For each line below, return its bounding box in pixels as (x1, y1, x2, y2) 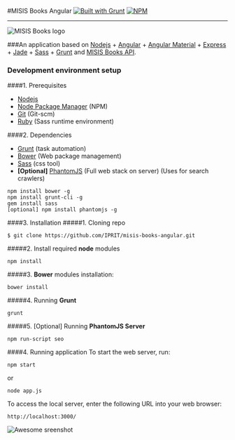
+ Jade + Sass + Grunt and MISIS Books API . (7, 48, 136, 56)
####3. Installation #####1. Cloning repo (7, 218, 126, 227)
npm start (7, 361, 36, 368)
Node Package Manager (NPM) (17, 102, 108, 111)
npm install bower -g (7, 188, 71, 195)
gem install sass (7, 200, 58, 207)
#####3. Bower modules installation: (7, 270, 114, 279)
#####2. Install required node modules (7, 244, 120, 253)
